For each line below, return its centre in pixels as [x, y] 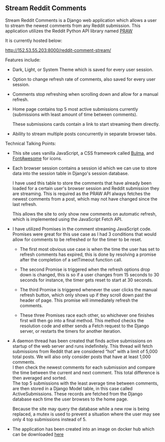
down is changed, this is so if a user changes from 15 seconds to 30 [89, 274]
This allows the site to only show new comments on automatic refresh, [84, 214]
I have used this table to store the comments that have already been [82, 183]
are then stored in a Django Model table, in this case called [72, 388]
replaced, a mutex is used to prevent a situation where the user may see [86, 414]
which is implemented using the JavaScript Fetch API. [67, 219]
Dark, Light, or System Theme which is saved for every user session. [83, 69]
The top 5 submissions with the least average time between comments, [85, 383]
